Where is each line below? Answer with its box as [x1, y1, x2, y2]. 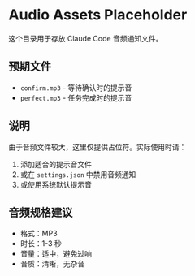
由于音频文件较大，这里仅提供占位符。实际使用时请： [8, 142, 187, 152]
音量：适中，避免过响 [19, 249, 92, 259]
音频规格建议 [8, 205, 73, 219]
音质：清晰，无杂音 [19, 259, 85, 269]
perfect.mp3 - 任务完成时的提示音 [19, 93, 132, 102]
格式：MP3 [19, 229, 58, 239]
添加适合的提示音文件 [19, 159, 92, 169]
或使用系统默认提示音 [19, 179, 92, 189]
